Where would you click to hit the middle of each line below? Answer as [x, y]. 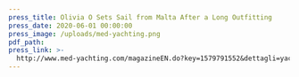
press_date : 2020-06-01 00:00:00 [71, 26]
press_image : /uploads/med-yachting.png [85, 34]
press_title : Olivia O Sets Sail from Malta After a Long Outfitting [141, 17]
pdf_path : [27, 42]
